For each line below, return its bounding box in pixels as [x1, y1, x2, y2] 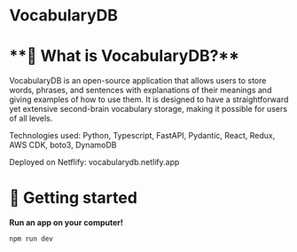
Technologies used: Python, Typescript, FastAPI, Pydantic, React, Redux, [9, 130, 276, 141]
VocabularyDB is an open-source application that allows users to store [9, 75, 267, 86]
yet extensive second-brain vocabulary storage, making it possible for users [9, 104, 288, 114]
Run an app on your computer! [9, 217, 124, 228]
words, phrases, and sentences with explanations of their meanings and [9, 85, 272, 96]
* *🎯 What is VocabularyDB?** [9, 46, 240, 67]
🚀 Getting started [9, 188, 137, 209]
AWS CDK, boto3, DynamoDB [9, 139, 117, 151]
